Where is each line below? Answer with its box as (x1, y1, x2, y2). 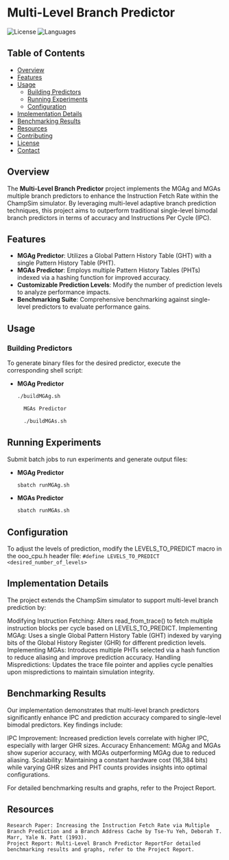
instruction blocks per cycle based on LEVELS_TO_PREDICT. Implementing (7, 624, 218, 632)
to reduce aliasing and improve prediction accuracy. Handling (7, 653, 180, 661)
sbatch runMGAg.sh (16, 481, 70, 489)
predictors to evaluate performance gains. (32, 302, 151, 311)
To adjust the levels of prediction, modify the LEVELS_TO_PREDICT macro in (7, 544, 222, 553)
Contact (16, 146, 40, 154)
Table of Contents (7, 47, 86, 59)
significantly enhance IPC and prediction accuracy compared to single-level (7, 713, 221, 721)
